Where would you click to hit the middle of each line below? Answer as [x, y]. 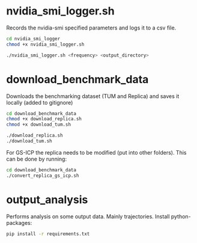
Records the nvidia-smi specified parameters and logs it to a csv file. [91, 28]
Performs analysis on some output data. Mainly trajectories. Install [88, 216]
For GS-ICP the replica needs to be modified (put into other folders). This [96, 152]
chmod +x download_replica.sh [44, 119]
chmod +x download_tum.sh [38, 125]
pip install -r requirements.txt [48, 234]
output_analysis [47, 199]
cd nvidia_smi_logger [33, 38]
